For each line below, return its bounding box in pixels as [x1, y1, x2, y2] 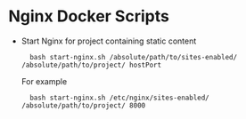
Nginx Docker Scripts [8, 6, 170, 27]
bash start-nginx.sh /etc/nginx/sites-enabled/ [29, 93, 210, 102]
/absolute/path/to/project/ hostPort [20, 60, 162, 69]
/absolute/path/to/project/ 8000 [20, 100, 146, 110]
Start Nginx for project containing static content [20, 36, 197, 46]
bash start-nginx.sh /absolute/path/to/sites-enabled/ [29, 52, 238, 61]
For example [20, 75, 68, 86]
